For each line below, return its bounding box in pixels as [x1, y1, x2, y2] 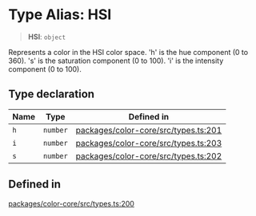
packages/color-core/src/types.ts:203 [75, 137, 222, 148]
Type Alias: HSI [8, 6, 112, 24]
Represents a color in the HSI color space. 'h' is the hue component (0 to [8, 47, 249, 57]
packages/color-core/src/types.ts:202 [75, 150, 222, 161]
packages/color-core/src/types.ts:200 [8, 198, 134, 208]
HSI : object [27, 32, 66, 41]
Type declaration [8, 88, 94, 101]
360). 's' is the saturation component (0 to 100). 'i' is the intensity [8, 56, 224, 65]
